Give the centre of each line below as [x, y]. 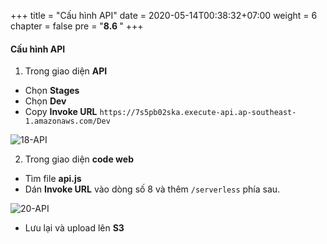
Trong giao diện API [66, 71]
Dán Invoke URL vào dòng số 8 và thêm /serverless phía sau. [152, 189]
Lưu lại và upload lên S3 [74, 228]
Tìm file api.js [53, 179]
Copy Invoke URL [61, 112]
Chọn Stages [52, 91]
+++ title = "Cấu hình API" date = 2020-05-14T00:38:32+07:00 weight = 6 [164, 15]
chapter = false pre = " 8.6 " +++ [77, 26]
